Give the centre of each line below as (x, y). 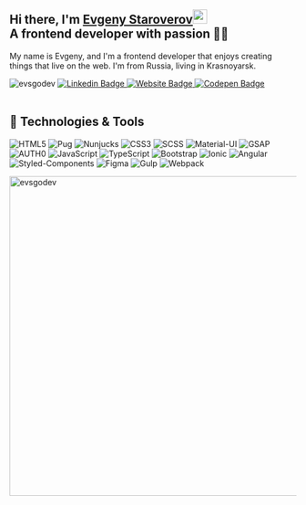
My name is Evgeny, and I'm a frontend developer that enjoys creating (141, 56)
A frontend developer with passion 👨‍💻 (119, 34)
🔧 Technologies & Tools (77, 122)
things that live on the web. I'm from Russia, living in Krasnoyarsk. (133, 66)
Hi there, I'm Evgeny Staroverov (101, 20)
